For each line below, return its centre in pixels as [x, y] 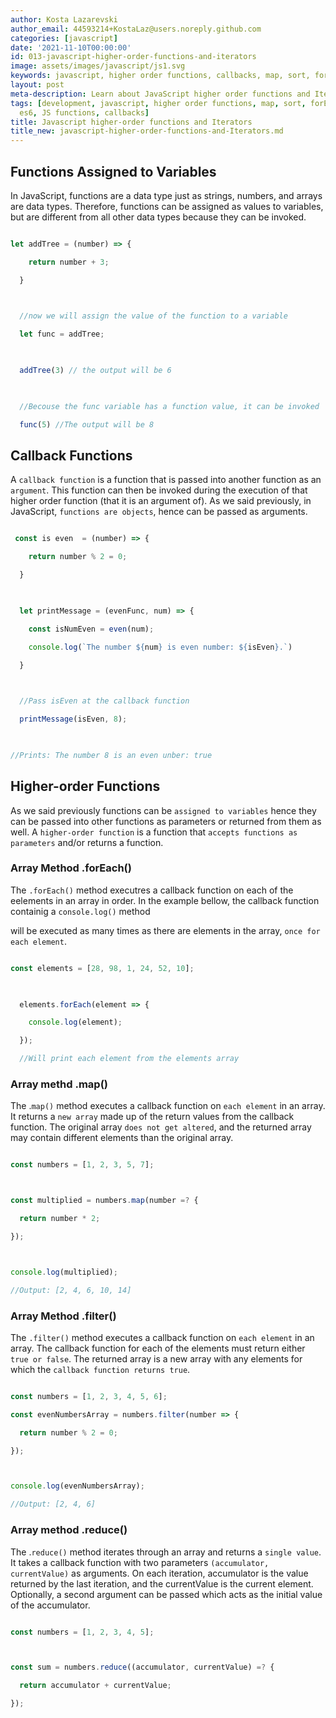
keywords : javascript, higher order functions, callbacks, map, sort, [160, 76]
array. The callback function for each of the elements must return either [158, 1348]
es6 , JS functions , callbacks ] [84, 112]
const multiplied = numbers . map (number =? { [104, 1201]
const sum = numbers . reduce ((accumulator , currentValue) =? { [142, 1667]
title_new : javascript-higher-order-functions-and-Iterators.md [147, 131]
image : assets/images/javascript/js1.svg [98, 66]
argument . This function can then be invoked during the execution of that [159, 490]
